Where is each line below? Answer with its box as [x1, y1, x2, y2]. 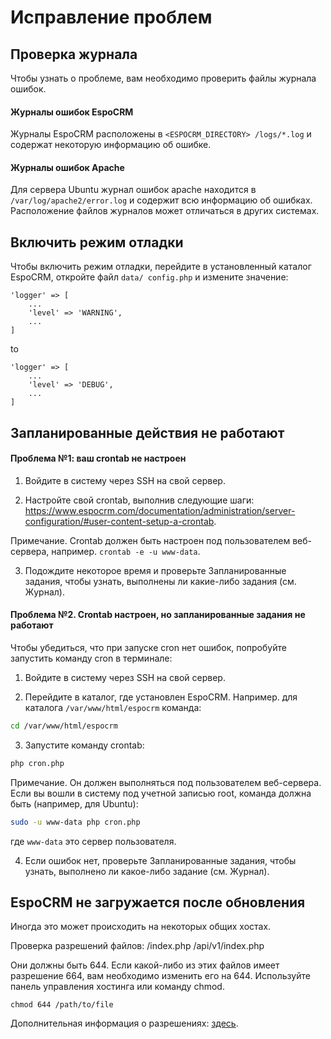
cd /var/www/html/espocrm [10, 721, 118, 731]
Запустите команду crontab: [24, 739, 145, 751]
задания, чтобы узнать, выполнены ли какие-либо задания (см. [24, 575, 297, 587]
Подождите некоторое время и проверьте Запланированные [24, 564, 287, 576]
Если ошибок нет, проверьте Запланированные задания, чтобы [24, 854, 297, 866]
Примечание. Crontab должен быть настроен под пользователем [10, 534, 291, 546]
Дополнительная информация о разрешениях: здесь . [10, 1017, 239, 1030]
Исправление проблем [10, 6, 213, 29]
